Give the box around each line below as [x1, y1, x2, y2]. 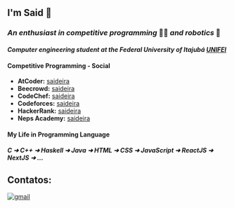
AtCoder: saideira [17, 77, 70, 85]
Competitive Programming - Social [7, 61, 110, 70]
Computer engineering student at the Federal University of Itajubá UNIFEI [7, 45, 227, 53]
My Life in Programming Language [7, 130, 110, 139]
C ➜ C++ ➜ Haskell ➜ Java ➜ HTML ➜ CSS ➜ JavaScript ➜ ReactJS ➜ [7, 146, 214, 155]
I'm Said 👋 [7, 7, 52, 19]
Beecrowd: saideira [17, 85, 75, 93]
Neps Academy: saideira [17, 114, 91, 123]
